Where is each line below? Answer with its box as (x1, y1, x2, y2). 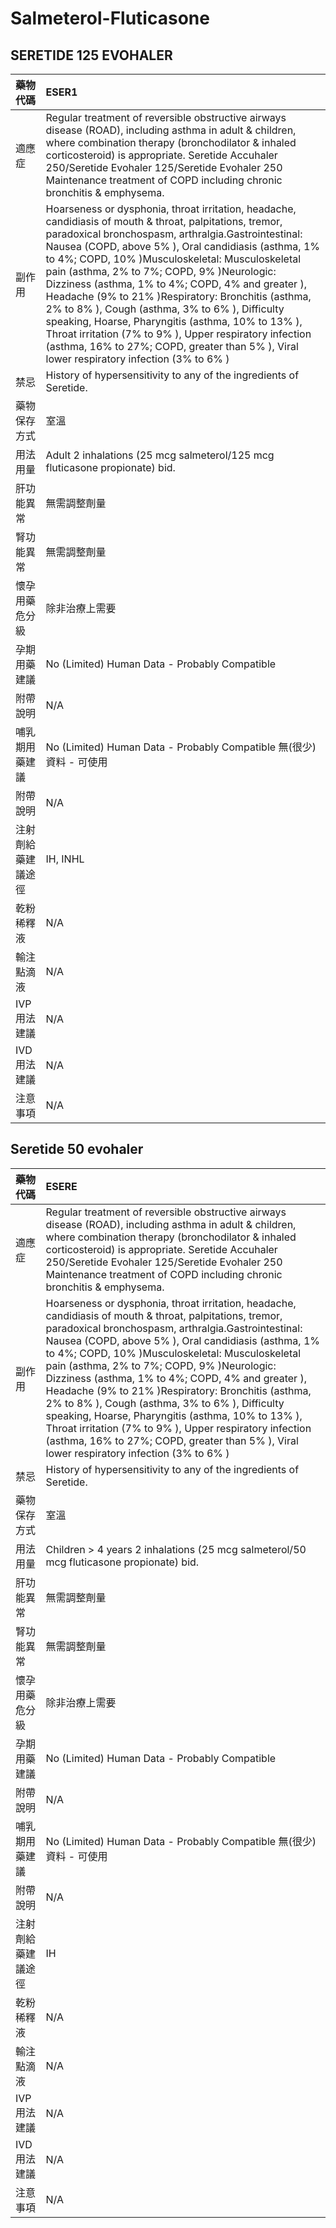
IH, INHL (45, 852, 85, 866)
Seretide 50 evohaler (10, 1141, 144, 1158)
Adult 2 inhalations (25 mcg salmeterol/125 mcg (45, 448, 275, 462)
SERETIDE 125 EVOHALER (10, 47, 173, 64)
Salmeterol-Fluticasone (10, 7, 210, 30)
